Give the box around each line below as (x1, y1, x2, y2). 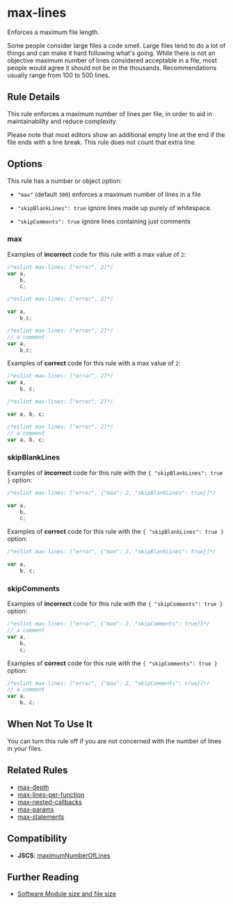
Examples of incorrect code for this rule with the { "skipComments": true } (7, 600, 223, 608)
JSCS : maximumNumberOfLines (17, 851, 111, 859)
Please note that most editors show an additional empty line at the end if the (7, 130, 225, 138)
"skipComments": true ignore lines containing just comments (17, 217, 191, 225)
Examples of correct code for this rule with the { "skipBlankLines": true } (7, 528, 224, 536)
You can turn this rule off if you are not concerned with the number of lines (7, 736, 222, 745)
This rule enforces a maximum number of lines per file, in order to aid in (7, 109, 212, 118)
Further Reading (7, 871, 79, 883)
